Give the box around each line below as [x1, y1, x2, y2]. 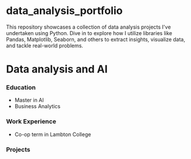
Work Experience [6, 117, 57, 126]
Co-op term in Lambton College [14, 130, 91, 138]
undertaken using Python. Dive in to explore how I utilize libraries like [6, 29, 173, 36]
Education [6, 84, 36, 92]
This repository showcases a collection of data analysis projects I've [6, 23, 171, 30]
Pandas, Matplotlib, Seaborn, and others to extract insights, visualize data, [6, 36, 186, 43]
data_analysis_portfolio [6, 4, 123, 18]
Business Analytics [14, 103, 60, 110]
